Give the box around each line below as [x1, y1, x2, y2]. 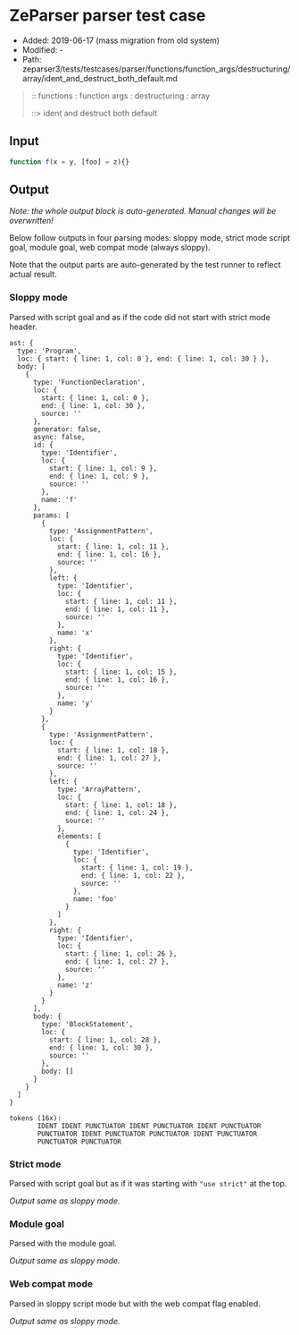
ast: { [9, 338, 34, 347]
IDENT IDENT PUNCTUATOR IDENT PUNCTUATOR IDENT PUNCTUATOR [37, 1121, 262, 1130]
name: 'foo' [72, 894, 118, 904]
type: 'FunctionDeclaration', [32, 378, 145, 387]
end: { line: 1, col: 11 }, [65, 605, 170, 614]
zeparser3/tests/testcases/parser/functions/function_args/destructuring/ [21, 64, 291, 74]
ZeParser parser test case [9, 5, 206, 26]
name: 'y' [56, 699, 94, 708]
